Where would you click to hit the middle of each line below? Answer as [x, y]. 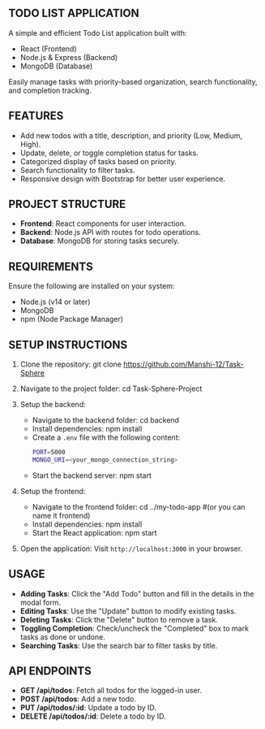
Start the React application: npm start [94, 532]
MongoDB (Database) [56, 66]
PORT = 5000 [49, 453]
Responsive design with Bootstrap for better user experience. [123, 179]
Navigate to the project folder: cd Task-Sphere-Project [111, 388]
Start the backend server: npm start [92, 475]
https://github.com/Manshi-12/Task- [184, 364]
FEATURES [36, 116]
